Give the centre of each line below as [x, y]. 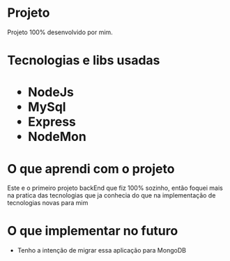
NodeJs [51, 92]
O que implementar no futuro [93, 231]
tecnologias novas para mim [48, 203]
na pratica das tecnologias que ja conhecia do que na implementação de [112, 195]
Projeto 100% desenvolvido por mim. [60, 32]
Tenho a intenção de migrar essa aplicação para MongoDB [102, 251]
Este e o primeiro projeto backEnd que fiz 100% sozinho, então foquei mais [115, 188]
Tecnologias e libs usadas [84, 60]
